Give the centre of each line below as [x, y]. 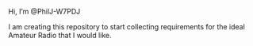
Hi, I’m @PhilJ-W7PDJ [44, 11]
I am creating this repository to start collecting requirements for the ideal [127, 27]
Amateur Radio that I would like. [60, 35]
